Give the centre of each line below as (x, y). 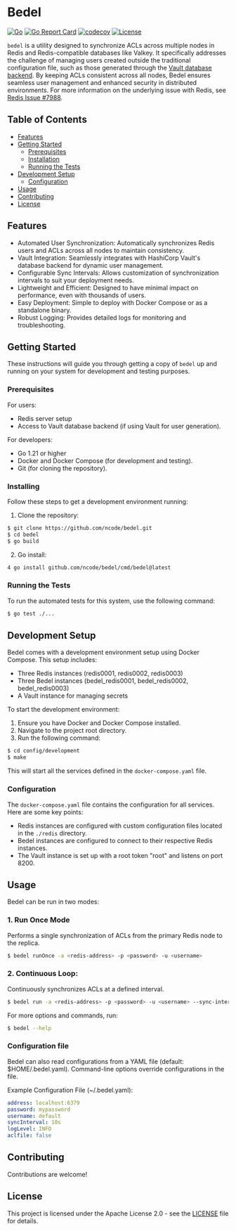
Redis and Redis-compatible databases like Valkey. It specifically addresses (117, 53)
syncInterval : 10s (34, 1122)
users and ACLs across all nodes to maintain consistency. (101, 250)
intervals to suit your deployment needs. (76, 280)
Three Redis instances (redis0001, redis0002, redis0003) (100, 673)
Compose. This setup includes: (52, 660)
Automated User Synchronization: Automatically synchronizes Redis (116, 242)
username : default (34, 1116)
